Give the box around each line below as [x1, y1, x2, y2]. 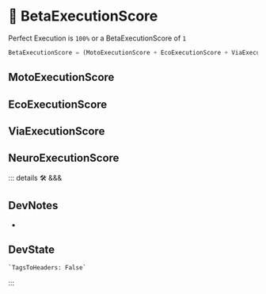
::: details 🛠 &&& [8, 173, 63, 182]
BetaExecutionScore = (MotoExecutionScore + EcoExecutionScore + [8, 48, 228, 56]
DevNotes [8, 199, 59, 212]
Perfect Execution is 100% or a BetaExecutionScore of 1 [8, 33, 187, 43]
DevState [8, 243, 55, 256]
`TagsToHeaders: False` [8, 264, 87, 272]
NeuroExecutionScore [8, 151, 120, 165]
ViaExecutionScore [8, 124, 105, 138]
